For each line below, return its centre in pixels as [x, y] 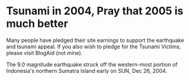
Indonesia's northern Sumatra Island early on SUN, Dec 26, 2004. [87, 70]
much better [37, 24]
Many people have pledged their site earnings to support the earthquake [95, 40]
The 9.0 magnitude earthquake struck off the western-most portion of [92, 64]
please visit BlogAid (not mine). [44, 53]
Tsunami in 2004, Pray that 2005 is [95, 11]
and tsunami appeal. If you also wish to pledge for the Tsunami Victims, [94, 47]
